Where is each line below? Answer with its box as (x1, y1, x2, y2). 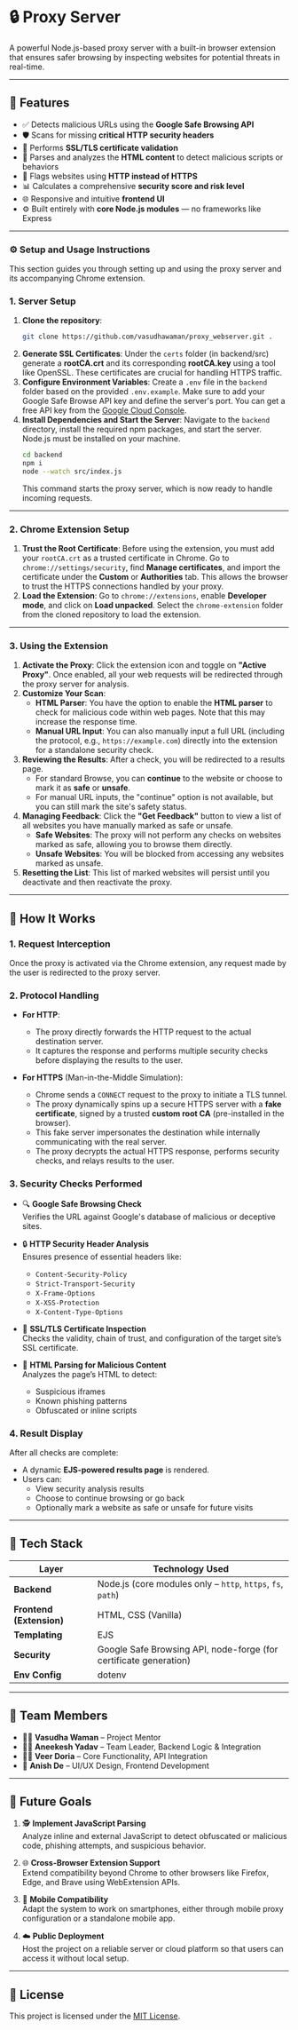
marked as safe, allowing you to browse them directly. (35, 839, 233, 850)
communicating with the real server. (35, 1137, 167, 1147)
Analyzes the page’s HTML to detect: (21, 1368, 158, 1379)
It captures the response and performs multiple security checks (35, 1045, 269, 1057)
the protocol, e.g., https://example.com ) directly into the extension (35, 735, 278, 746)
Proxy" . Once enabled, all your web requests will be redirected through (21, 670, 284, 680)
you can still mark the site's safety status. (35, 801, 188, 813)
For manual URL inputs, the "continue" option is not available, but (35, 792, 274, 803)
